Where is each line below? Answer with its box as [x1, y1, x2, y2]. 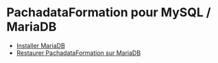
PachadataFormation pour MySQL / [6, 5, 211, 20]
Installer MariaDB [16, 41, 66, 49]
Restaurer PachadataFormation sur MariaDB [16, 49, 141, 57]
